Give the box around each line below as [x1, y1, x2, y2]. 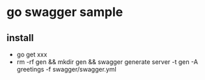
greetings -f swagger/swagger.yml [16, 65, 116, 73]
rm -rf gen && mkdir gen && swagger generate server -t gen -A [16, 58, 198, 66]
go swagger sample [6, 4, 123, 20]
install [6, 32, 34, 44]
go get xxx [16, 50, 47, 58]
